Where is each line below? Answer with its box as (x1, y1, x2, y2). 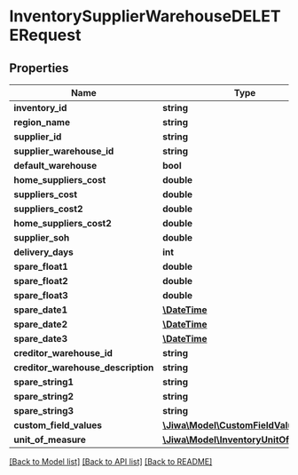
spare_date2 (13, 318, 68, 330)
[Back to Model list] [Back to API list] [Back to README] (9, 456, 213, 467)
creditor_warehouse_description (13, 361, 154, 374)
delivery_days (13, 246, 74, 258)
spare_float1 (13, 260, 68, 273)
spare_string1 (13, 376, 74, 388)
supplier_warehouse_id (13, 145, 114, 157)
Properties (9, 60, 69, 75)
